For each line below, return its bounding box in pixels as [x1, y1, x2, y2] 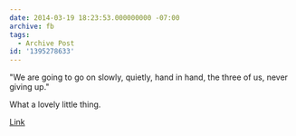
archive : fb [9, 22, 54, 31]
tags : [9, 30, 30, 39]
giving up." [9, 82, 50, 92]
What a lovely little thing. [9, 99, 101, 110]
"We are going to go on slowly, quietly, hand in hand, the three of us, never [9, 72, 288, 83]
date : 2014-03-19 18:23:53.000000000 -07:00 [9, 13, 180, 23]
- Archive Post [17, 38, 75, 48]
